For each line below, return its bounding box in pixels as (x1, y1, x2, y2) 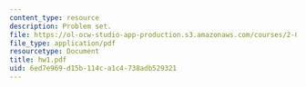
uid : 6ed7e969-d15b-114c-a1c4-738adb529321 (9, 64, 178, 73)
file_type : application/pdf (9, 38, 117, 48)
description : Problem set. (9, 22, 112, 31)
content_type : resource (9, 13, 100, 23)
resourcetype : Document (9, 47, 100, 56)
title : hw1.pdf (9, 55, 67, 64)
